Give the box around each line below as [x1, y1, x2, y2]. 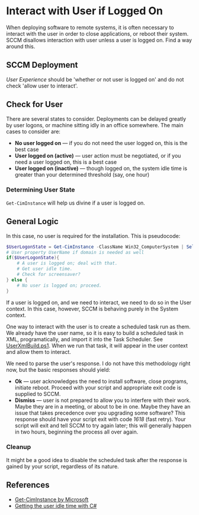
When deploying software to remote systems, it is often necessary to [6, 24, 175, 31]
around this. [6, 43, 36, 50]
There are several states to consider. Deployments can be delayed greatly [6, 115, 187, 123]
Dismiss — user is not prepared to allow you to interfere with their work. [14, 397, 191, 404]
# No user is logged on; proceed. [17, 282, 102, 288]
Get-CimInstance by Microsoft [14, 495, 89, 503]
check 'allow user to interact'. [6, 82, 78, 89]
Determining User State [6, 186, 75, 194]
